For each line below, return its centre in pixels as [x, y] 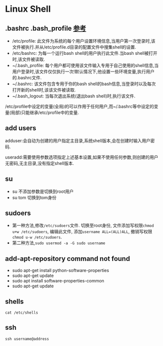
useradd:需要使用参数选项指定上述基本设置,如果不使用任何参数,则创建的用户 [82, 157]
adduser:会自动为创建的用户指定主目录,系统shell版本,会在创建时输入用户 [78, 140]
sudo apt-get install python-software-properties [60, 271]
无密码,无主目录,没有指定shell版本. [40, 163]
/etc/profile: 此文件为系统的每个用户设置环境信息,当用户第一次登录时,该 [84, 41]
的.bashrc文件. [27, 78]
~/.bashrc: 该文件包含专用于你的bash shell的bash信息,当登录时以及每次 [84, 84]
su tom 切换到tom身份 [34, 197]
